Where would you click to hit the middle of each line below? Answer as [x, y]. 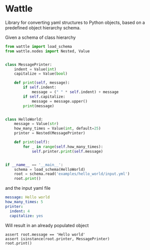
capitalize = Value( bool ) [41, 74]
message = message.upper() [60, 101]
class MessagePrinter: [29, 64]
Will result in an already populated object [47, 225]
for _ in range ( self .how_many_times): [63, 147]
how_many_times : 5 [24, 202]
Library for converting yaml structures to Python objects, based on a [75, 22]
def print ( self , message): [42, 83]
